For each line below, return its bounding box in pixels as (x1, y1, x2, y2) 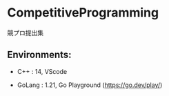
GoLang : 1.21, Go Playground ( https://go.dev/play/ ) (17, 81, 163, 89)
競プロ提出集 (7, 28, 43, 37)
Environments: (7, 49, 72, 61)
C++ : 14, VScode (17, 67, 68, 75)
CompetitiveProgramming (7, 5, 159, 21)
